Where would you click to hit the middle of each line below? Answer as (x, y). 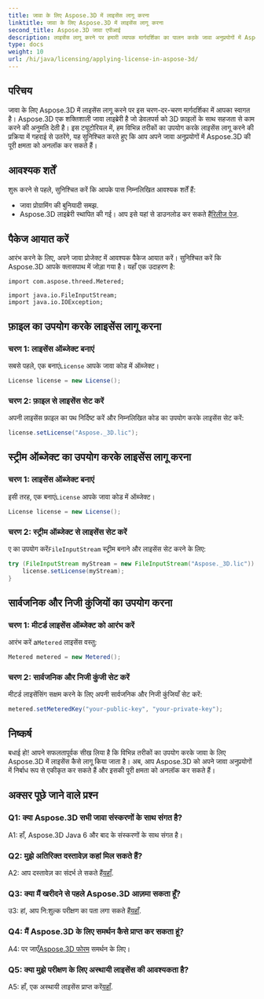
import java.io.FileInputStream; (63, 295)
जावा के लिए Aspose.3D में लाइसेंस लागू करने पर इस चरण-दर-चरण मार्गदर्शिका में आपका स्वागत (129, 110)
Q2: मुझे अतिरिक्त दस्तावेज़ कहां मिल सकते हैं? (75, 855)
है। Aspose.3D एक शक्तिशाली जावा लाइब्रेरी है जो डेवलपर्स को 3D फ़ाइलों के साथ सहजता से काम (132, 119)
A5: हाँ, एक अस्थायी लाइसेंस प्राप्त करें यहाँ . (60, 986)
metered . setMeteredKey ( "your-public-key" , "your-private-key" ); (115, 709)
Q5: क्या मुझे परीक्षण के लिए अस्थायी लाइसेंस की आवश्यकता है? (99, 969)
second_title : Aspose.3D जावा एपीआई (64, 30)
